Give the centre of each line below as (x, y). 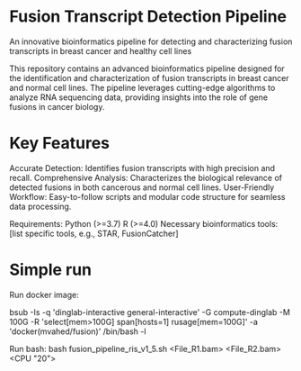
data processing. (40, 206)
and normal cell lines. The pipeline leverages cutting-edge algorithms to (142, 87)
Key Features (60, 144)
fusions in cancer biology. (57, 106)
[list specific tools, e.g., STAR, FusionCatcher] (94, 233)
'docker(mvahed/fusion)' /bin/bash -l (78, 331)
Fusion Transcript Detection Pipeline (148, 17)
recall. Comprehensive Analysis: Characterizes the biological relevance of (146, 177)
